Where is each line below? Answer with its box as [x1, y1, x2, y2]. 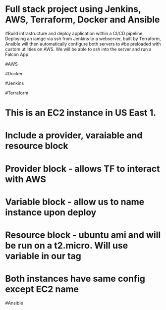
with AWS [5, 173, 46, 185]
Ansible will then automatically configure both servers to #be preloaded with [5, 41, 161, 47]
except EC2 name [5, 284, 79, 295]
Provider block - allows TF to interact [5, 163, 160, 174]
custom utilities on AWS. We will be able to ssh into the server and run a [5, 46, 152, 52]
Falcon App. [5, 51, 30, 57]
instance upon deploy [5, 207, 97, 218]
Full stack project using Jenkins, [5, 3, 141, 15]
